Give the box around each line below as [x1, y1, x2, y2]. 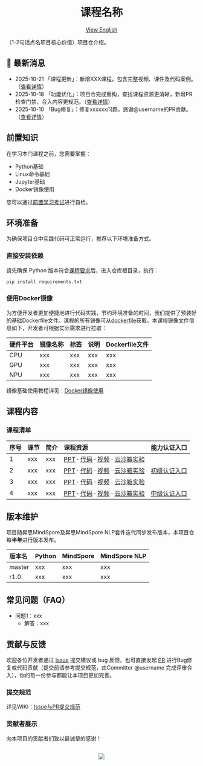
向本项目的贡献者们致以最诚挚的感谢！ [6, 734, 101, 742]
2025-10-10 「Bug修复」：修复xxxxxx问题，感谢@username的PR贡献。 [14, 106, 192, 113]
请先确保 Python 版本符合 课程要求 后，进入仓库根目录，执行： [6, 266, 159, 274]
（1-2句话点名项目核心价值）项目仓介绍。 [6, 38, 110, 45]
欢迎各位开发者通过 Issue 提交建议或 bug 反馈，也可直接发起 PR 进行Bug [6, 656, 187, 664]
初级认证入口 [150, 466, 187, 475]
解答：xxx [24, 620, 50, 627]
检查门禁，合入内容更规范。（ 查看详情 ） [14, 98, 114, 105]
